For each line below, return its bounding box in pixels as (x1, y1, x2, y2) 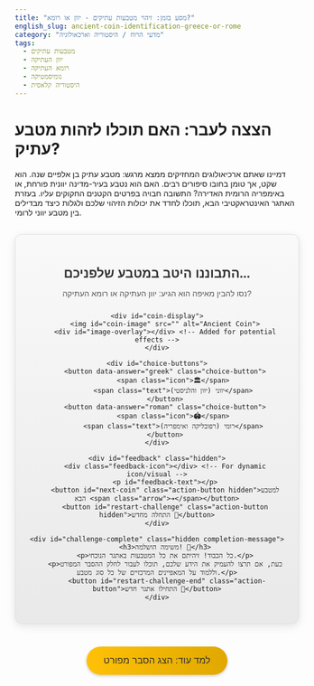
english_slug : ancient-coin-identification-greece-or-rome (14, 22, 242, 31)
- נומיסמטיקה (23, 72, 62, 81)
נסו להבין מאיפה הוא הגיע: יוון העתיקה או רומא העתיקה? (62, 288, 252, 298)
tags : (14, 38, 35, 48)
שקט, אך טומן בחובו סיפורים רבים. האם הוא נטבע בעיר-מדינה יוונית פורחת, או (14, 178, 278, 189)
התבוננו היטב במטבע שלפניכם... (63, 266, 251, 281)
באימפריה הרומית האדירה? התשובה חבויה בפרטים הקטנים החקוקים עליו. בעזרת (14, 187, 285, 199)
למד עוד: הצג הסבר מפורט (103, 654, 211, 666)
